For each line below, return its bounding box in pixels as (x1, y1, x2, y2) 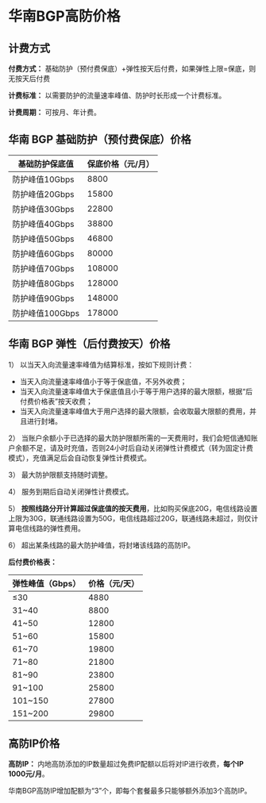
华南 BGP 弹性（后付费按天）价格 (8, 337, 171, 351)
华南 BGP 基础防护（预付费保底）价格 (8, 133, 192, 147)
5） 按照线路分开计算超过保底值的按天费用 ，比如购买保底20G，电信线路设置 (8, 503, 258, 513)
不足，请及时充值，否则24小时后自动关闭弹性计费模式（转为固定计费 (29, 443, 254, 452)
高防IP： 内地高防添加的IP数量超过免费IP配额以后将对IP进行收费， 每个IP (8, 759, 245, 769)
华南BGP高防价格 (8, 7, 121, 25)
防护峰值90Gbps (12, 293, 75, 304)
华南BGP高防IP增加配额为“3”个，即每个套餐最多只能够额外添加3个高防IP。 (8, 786, 252, 796)
